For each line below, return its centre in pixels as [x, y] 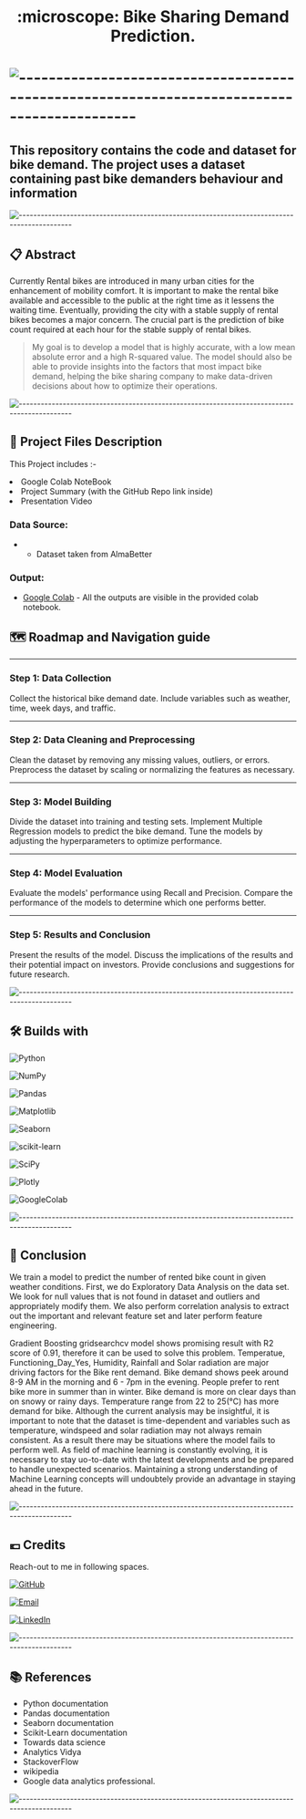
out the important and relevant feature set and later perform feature [136, 1316]
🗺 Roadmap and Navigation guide [110, 637]
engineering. [33, 1325]
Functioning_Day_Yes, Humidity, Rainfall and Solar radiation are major [139, 1363]
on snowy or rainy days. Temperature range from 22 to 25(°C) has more [144, 1401]
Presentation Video [57, 501]
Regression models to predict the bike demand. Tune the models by [136, 831]
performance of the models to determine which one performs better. [138, 903]
